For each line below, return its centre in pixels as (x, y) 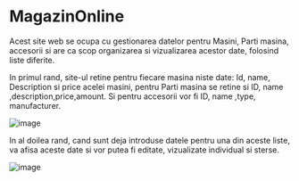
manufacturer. (35, 105)
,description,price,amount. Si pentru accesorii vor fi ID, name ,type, (133, 96)
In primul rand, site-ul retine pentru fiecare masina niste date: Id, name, (140, 77)
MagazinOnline (67, 16)
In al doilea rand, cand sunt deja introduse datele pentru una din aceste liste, (150, 140)
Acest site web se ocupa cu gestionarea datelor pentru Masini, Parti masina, (149, 41)
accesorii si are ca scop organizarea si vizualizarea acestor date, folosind (144, 50)
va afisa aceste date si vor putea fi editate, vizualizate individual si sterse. (144, 150)
